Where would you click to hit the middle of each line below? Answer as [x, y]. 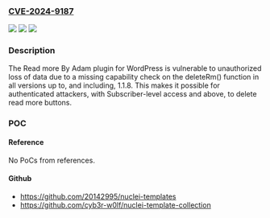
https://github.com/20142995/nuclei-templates [98, 196]
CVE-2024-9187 [41, 11]
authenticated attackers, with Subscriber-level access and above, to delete [133, 93]
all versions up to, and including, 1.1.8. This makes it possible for [114, 85]
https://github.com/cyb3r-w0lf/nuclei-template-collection [115, 205]
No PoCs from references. [52, 160]
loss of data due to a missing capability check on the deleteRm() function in [134, 76]
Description [32, 51]
